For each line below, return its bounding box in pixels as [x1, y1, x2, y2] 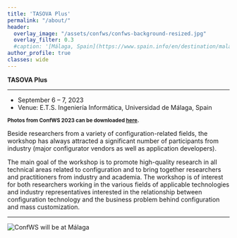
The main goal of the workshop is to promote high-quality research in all [7, 158, 217, 166]
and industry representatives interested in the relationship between [7, 187, 202, 196]
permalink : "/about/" [7, 17, 71, 24]
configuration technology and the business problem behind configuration [7, 195, 220, 203]
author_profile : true [7, 50, 71, 57]
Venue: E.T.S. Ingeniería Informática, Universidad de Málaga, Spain [17, 103, 212, 111]
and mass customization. [7, 202, 80, 211]
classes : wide [7, 56, 49, 63]
